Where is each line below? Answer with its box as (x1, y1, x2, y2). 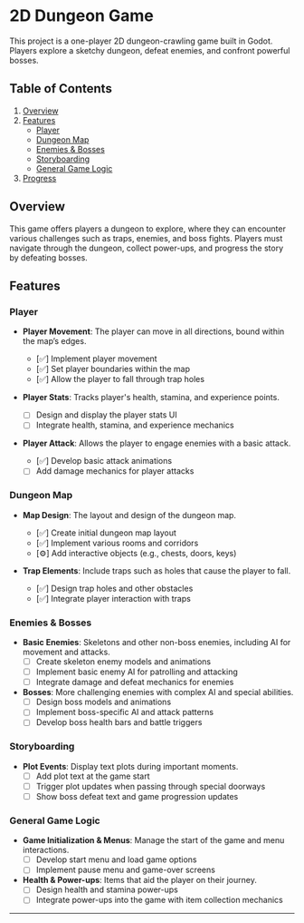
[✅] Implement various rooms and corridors (35, 537, 199, 548)
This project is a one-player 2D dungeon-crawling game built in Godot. (9, 35, 273, 46)
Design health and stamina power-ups (35, 884, 178, 895)
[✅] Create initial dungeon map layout (35, 527, 176, 538)
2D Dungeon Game (9, 5, 154, 26)
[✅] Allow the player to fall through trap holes (35, 374, 205, 385)
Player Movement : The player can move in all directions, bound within (22, 326, 285, 337)
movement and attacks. (22, 646, 110, 658)
